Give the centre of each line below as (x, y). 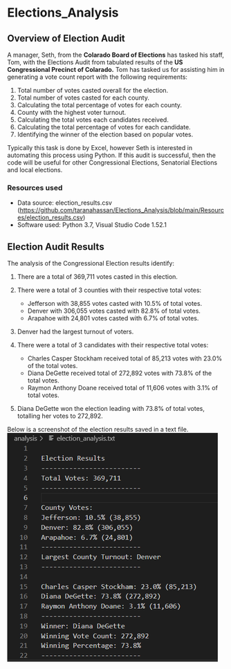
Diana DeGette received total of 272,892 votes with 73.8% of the (120, 373)
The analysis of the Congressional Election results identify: (91, 264)
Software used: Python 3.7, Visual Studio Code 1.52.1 (92, 225)
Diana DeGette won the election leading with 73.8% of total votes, (111, 409)
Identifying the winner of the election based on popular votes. (105, 134)
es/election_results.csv (50, 218)
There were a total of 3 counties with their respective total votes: (109, 290)
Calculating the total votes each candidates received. (93, 120)
